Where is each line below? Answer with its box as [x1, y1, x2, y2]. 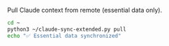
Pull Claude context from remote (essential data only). [7, 6, 163, 14]
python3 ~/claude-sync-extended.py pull [7, 26, 127, 33]
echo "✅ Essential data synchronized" [7, 32, 122, 39]
